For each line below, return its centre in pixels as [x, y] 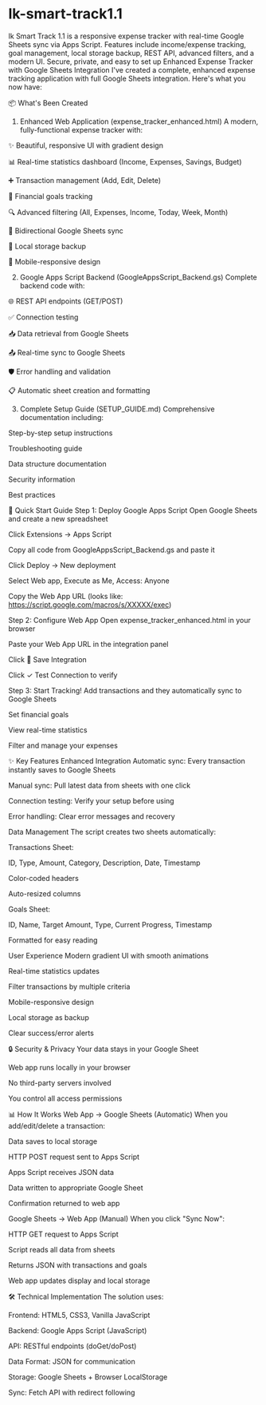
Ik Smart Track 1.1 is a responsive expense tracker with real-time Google [126, 36]
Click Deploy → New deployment [62, 565]
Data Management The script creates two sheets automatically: [112, 831]
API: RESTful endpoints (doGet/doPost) [72, 1346]
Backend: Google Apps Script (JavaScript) [78, 1330]
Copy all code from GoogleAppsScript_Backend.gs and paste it [111, 550]
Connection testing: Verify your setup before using [91, 800]
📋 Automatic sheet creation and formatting [79, 390]
